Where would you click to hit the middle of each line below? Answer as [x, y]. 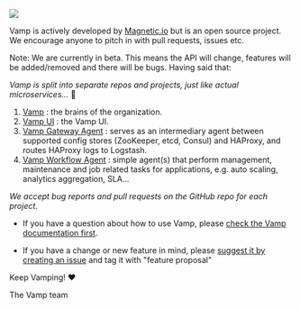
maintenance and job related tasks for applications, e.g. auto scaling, [150, 169]
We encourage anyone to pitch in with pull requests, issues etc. [127, 40]
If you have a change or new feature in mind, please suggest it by [144, 250]
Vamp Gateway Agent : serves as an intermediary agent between [143, 131]
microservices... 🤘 [43, 94]
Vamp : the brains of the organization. [92, 112]
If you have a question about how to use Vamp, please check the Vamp [154, 223]
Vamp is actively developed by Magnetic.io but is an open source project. [145, 31]
